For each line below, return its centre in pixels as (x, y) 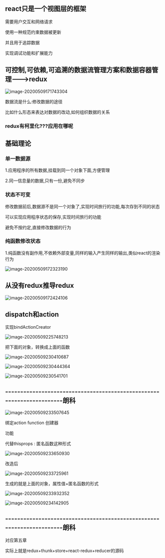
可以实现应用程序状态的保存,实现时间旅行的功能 (53, 217)
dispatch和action (32, 315)
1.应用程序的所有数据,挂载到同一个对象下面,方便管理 (57, 170)
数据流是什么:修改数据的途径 (34, 101)
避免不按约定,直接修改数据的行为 (38, 227)
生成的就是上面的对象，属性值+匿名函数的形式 (52, 484)
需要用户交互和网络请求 (29, 22)
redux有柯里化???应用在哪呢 (39, 126)
